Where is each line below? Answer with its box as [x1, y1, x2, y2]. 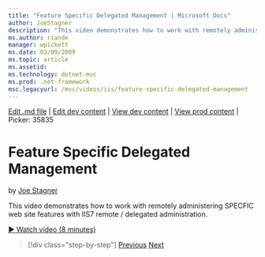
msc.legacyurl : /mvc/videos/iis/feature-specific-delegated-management [8, 85, 248, 93]
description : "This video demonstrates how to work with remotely [8, 26, 231, 34]
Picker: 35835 [8, 115, 54, 125]
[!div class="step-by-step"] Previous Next [27, 240, 164, 250]
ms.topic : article [8, 56, 69, 64]
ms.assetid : [8, 63, 47, 71]
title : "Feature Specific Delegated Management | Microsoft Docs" [8, 11, 231, 20]
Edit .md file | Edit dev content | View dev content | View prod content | [8, 107, 239, 116]
